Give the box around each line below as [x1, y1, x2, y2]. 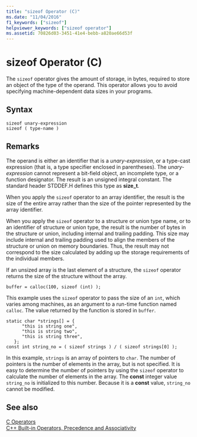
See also [6, 402, 38, 412]
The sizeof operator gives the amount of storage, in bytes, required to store [6, 75, 190, 82]
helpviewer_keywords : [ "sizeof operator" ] [6, 25, 112, 31]
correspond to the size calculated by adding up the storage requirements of [6, 248, 190, 256]
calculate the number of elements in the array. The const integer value [6, 373, 178, 380]
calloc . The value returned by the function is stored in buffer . [6, 306, 156, 313]
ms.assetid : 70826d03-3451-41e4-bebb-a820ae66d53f [6, 31, 133, 36]
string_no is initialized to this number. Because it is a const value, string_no [6, 379, 191, 386]
